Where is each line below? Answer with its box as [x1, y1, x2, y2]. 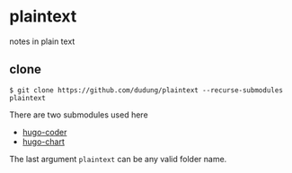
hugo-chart [22, 136, 65, 147]
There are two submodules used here [9, 109, 148, 120]
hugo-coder [22, 126, 67, 137]
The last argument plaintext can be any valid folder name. [9, 153, 227, 164]
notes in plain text [9, 36, 75, 47]
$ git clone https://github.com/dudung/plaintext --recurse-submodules [9, 85, 283, 95]
